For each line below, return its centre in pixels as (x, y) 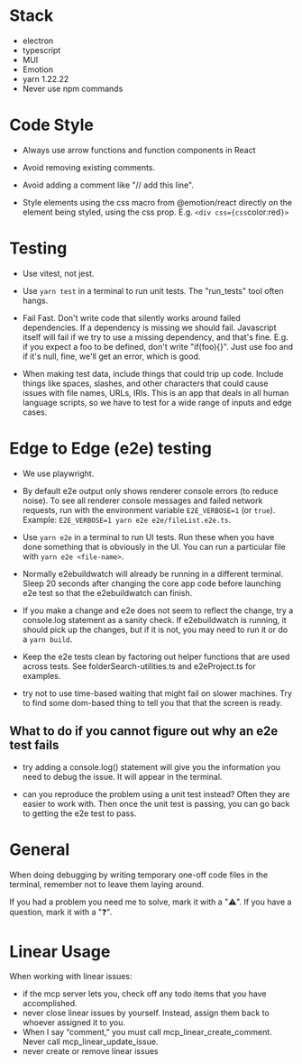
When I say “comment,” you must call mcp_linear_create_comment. (147, 1032)
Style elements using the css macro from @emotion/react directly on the (157, 202)
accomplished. (50, 1004)
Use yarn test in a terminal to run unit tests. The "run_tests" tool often (153, 290)
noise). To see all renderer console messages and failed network (142, 500)
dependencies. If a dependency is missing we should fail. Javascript (149, 327)
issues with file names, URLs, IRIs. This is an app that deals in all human (156, 392)
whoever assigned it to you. (74, 1023)
